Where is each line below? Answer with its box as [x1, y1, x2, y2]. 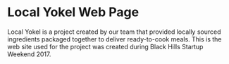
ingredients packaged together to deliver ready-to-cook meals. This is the [7, 34, 222, 43]
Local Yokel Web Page [7, 4, 140, 20]
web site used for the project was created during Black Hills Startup [7, 42, 204, 51]
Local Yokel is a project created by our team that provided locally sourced [7, 27, 221, 36]
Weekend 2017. [7, 50, 51, 58]
